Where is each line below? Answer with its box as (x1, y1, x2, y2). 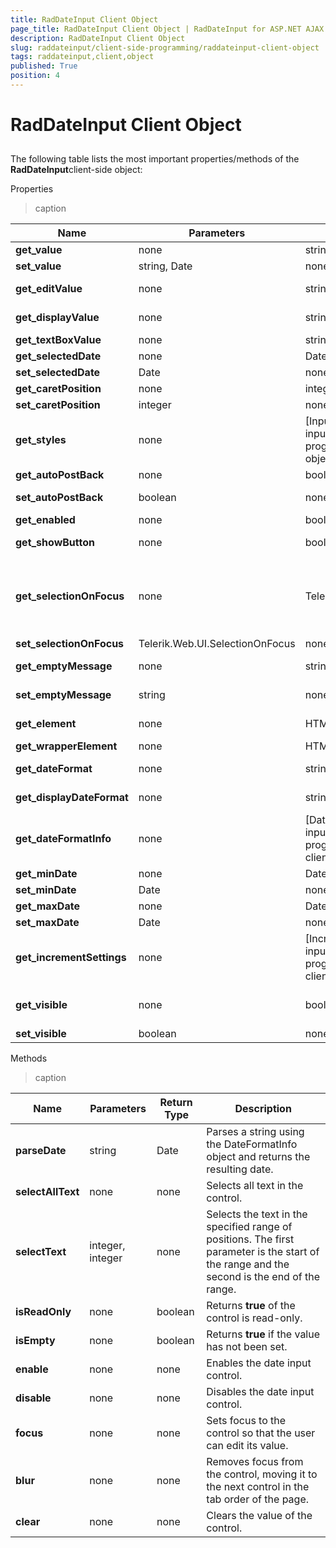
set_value (15, 259, 62, 273)
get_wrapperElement (15, 739, 118, 753)
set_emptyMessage (15, 688, 112, 702)
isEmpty (15, 1334, 56, 1348)
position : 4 (10, 71, 60, 81)
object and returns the (206, 1150, 311, 1164)
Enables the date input (206, 1356, 312, 1370)
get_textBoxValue (15, 333, 102, 347)
